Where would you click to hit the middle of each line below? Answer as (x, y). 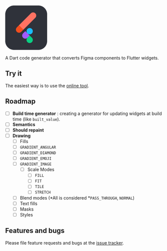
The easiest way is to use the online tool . (47, 85)
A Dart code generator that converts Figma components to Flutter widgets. (82, 58)
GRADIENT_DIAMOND (38, 153)
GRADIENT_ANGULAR (38, 147)
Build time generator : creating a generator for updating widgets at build (87, 113)
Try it (13, 74)
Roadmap (20, 101)
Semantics (24, 124)
